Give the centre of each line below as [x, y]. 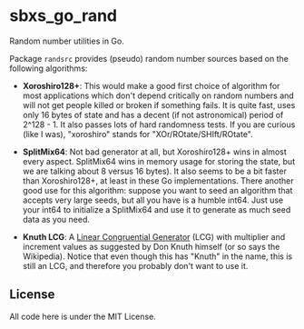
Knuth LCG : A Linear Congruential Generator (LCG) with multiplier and [154, 236]
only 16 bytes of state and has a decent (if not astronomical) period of [153, 115]
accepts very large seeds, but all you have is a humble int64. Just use [153, 200]
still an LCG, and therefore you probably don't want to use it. [135, 265]
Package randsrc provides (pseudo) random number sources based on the [149, 58]
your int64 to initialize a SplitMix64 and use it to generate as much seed [157, 209]
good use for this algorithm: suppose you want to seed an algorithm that [157, 190]
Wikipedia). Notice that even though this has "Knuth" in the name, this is [157, 256]
